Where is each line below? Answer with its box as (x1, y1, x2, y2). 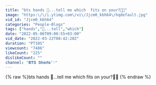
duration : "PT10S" (5, 41, 45, 46)
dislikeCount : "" (5, 55, 43, 60)
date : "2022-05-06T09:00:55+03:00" (5, 31, 82, 36)
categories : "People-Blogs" (5, 22, 66, 27)
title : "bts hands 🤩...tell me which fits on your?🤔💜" (5, 7, 127, 13)
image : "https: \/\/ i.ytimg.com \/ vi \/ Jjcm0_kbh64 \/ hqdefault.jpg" (5, 12, 148, 17)
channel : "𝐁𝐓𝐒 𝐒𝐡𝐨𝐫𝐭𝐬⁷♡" (5, 60, 58, 65)
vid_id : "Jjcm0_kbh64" (5, 17, 54, 22)
